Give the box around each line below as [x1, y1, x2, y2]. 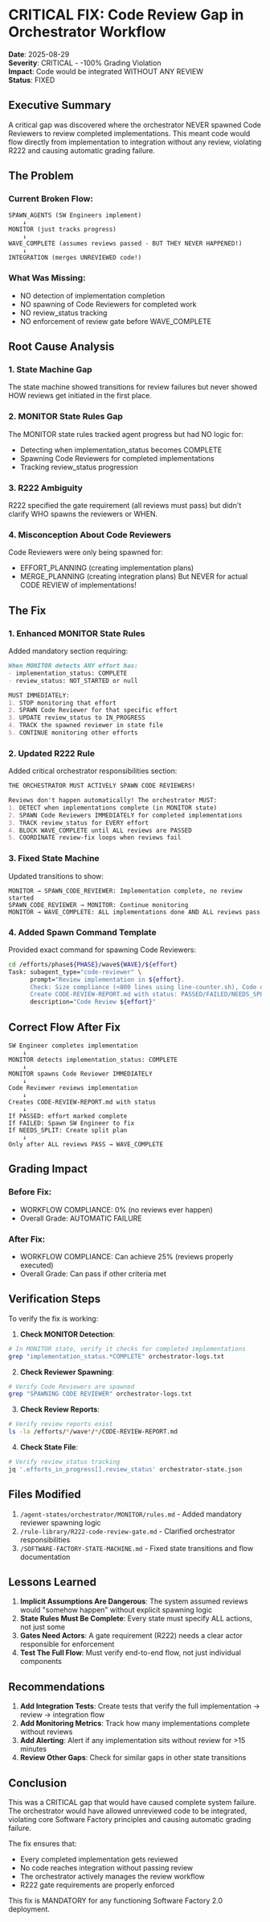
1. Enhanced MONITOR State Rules [8, 627, 145, 639]
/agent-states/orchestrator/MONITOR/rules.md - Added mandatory [19, 1509, 243, 1519]
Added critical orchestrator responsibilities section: [8, 766, 178, 776]
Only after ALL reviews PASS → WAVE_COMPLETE [8, 1140, 163, 1148]
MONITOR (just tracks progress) [8, 226, 117, 234]
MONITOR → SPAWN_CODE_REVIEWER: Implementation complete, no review [8, 887, 243, 895]
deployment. [8, 1904, 50, 1914]
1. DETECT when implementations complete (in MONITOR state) [8, 804, 218, 812]
